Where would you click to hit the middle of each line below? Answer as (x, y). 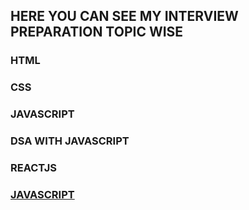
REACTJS (34, 167)
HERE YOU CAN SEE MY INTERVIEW (124, 16)
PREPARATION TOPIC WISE (97, 32)
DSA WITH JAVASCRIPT (70, 141)
